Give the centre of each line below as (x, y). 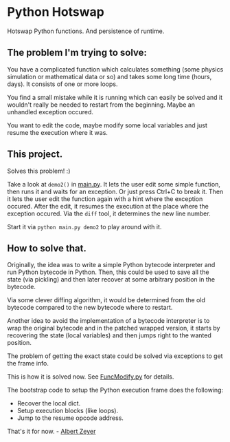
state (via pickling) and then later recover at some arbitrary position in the (111, 280)
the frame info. (28, 364)
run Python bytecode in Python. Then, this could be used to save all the (108, 272)
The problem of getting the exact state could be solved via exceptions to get (115, 356)
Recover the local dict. (49, 403)
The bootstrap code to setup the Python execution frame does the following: (115, 390)
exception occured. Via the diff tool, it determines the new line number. (109, 213)
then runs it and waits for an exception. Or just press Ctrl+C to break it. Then (115, 191)
